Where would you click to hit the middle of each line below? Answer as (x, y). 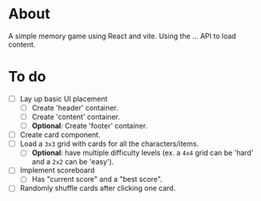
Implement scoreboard (57, 170)
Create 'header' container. (75, 108)
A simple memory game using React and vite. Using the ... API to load (123, 36)
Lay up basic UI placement (63, 99)
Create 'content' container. (76, 117)
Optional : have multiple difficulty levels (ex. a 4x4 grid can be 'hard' (142, 153)
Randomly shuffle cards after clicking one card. (97, 188)
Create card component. (60, 135)
